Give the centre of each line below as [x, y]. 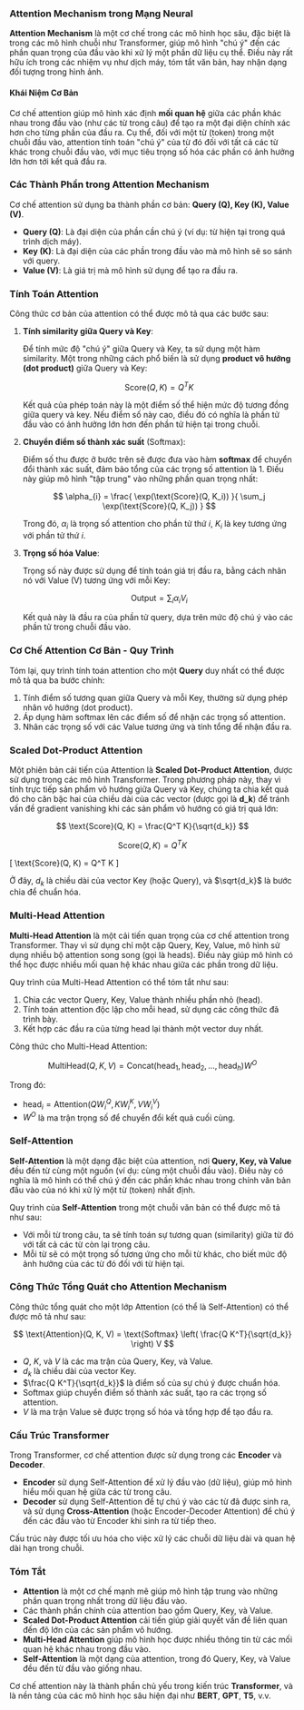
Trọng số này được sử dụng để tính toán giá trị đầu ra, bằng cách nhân [154, 570]
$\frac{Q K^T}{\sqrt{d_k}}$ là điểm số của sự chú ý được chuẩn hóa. [152, 1382]
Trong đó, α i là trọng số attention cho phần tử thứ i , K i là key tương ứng [155, 524]
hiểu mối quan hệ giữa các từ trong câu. [97, 1491]
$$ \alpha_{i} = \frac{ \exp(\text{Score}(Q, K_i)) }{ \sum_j [159, 496]
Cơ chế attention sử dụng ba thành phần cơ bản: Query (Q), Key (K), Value [149, 204]
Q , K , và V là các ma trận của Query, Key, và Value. [118, 1361]
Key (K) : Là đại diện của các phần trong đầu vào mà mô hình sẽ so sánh [157, 251]
